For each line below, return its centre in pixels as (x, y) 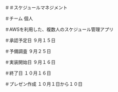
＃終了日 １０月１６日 (28, 73)
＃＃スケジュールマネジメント (36, 7)
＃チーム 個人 (19, 19)
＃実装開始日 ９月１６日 (30, 62)
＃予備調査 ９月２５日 (28, 51)
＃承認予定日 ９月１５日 (30, 40)
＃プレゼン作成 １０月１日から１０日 (44, 84)
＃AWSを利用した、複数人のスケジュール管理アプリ (59, 29)
